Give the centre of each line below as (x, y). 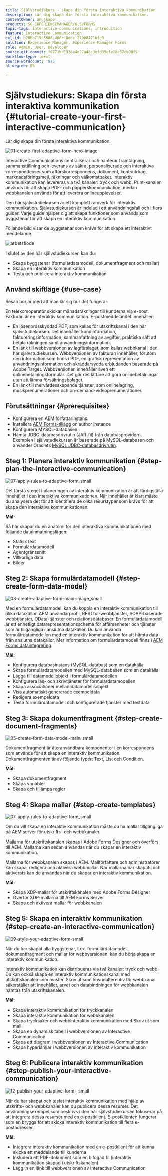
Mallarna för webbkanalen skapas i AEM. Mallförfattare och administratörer (83, 862)
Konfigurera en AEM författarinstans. (50, 418)
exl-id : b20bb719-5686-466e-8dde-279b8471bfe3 (55, 38)
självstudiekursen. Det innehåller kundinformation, (64, 331)
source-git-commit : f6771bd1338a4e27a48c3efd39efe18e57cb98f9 (71, 52)
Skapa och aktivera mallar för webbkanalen (57, 903)
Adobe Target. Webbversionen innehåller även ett (64, 369)
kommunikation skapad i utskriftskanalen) (55, 1163)
